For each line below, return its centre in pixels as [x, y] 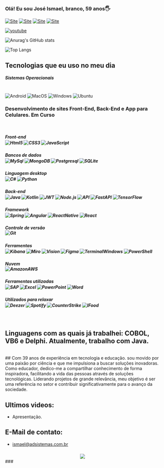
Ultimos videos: [30, 405]
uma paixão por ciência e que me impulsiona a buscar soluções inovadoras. [82, 363]
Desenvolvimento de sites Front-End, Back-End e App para [77, 109]
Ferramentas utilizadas [29, 281]
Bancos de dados [23, 155]
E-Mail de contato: [34, 432]
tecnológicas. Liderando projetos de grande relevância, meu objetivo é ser [80, 379]
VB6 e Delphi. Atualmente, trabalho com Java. [77, 341]
